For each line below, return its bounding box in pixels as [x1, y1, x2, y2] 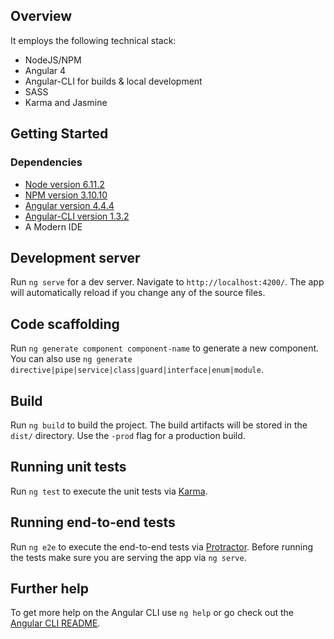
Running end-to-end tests [10, 514, 176, 531]
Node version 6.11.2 [24, 178, 105, 190]
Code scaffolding [10, 315, 120, 333]
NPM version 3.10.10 [24, 189, 108, 201]
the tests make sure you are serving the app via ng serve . [10, 551, 247, 563]
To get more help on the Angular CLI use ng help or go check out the [10, 607, 294, 619]
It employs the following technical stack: [10, 34, 177, 46]
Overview [10, 8, 73, 25]
